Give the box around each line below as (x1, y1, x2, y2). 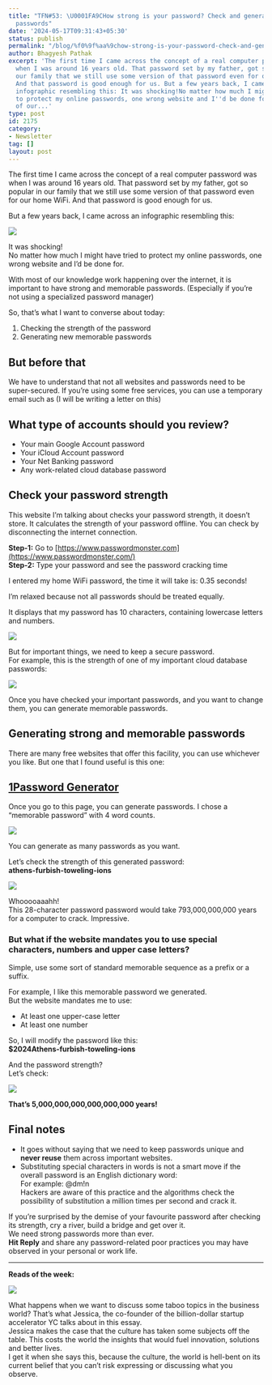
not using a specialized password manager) (8, 292, 155, 302)
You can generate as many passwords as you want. (8, 842, 181, 851)
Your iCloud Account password (19, 448, 124, 458)
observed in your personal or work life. (8, 1246, 138, 1255)
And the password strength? (8, 1059, 103, 1069)
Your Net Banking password (19, 457, 114, 466)
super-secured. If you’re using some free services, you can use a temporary (8, 386, 263, 395)
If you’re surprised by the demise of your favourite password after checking (8, 1212, 261, 1221)
